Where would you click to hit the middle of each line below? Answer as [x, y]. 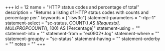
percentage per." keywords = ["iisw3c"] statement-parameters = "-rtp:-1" [81, 18]
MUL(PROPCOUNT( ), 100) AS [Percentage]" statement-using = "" [73, 28]
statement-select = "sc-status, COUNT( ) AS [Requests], [63, 23]
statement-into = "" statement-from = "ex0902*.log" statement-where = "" [82, 33]
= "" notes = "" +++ [25, 44]
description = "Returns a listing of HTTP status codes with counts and [77, 12]
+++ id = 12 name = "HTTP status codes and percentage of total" [72, 7]
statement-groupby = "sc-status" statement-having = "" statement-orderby [83, 39]
